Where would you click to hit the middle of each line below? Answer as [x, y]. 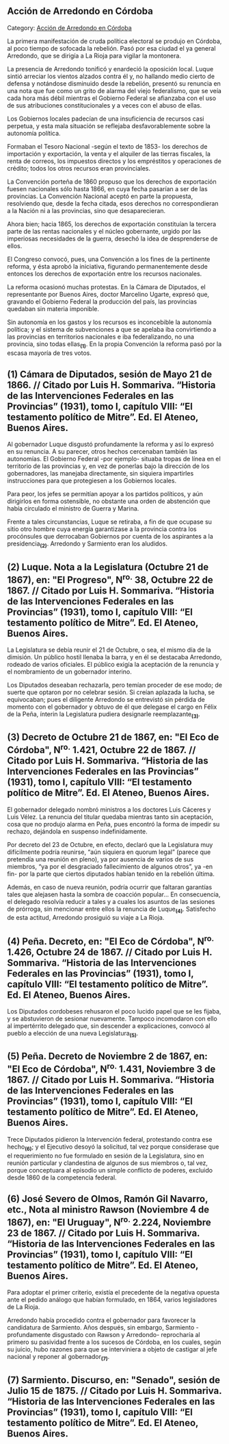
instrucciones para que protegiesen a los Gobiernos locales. [92, 481]
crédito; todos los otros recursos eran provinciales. [79, 168]
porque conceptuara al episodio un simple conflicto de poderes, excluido [110, 1170]
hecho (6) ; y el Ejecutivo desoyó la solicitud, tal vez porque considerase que [113, 1147]
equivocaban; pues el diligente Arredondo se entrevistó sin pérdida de [106, 700]
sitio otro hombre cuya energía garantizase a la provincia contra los [102, 529]
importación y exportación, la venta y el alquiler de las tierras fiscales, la [109, 154]
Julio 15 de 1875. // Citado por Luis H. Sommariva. [114, 1391]
